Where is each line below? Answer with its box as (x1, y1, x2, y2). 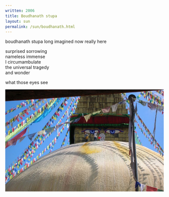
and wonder (5, 70, 30, 76)
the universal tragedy (5, 64, 49, 71)
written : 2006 (5, 8, 35, 13)
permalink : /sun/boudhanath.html (5, 24, 75, 29)
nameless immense (5, 53, 45, 60)
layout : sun (5, 19, 30, 24)
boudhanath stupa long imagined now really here (5, 38, 107, 45)
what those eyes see (5, 80, 48, 86)
